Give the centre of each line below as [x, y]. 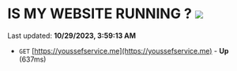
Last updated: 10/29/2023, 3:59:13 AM [71, 35]
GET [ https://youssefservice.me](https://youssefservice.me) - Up [124, 50]
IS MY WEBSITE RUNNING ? [100, 14]
